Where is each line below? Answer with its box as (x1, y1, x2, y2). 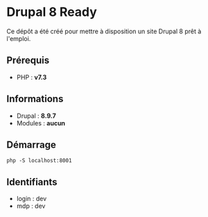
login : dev (16, 195, 47, 203)
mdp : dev (16, 202, 46, 210)
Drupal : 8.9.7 (16, 112, 56, 120)
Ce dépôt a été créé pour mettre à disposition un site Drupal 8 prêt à (6, 27, 202, 35)
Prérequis (6, 55, 50, 67)
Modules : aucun (16, 119, 66, 127)
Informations (6, 93, 64, 105)
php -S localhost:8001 (6, 157, 72, 164)
